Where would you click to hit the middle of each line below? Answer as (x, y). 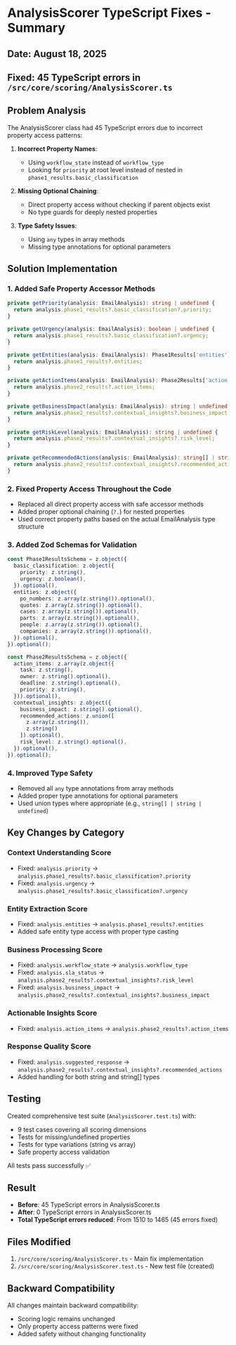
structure (31, 527)
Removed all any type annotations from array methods (96, 788)
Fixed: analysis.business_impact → (69, 987)
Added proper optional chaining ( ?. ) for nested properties (101, 512)
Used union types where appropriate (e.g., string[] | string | (110, 803)
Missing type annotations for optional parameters (99, 247)
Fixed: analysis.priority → (58, 868)
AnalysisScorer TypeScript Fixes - (110, 13)
